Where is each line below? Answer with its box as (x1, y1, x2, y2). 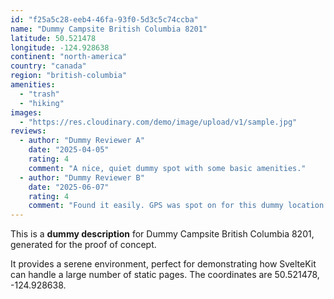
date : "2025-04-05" (28, 145, 110, 155)
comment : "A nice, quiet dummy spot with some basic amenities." (28, 163, 307, 173)
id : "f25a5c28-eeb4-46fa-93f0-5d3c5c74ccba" (10, 14, 199, 25)
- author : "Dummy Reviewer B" (19, 172, 145, 183)
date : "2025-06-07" (28, 182, 110, 192)
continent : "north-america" (10, 52, 128, 62)
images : (10, 107, 43, 118)
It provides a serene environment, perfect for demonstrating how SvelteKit (10, 258, 317, 270)
